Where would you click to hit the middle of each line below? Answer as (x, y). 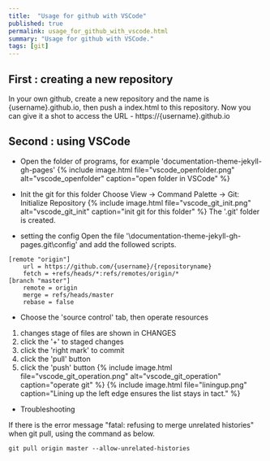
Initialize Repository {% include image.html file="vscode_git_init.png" (135, 202)
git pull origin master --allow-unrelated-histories (99, 448)
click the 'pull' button (55, 359)
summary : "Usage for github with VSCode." (81, 39)
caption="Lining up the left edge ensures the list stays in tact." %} (130, 393)
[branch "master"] (39, 281)
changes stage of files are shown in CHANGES (98, 333)
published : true (36, 24)
